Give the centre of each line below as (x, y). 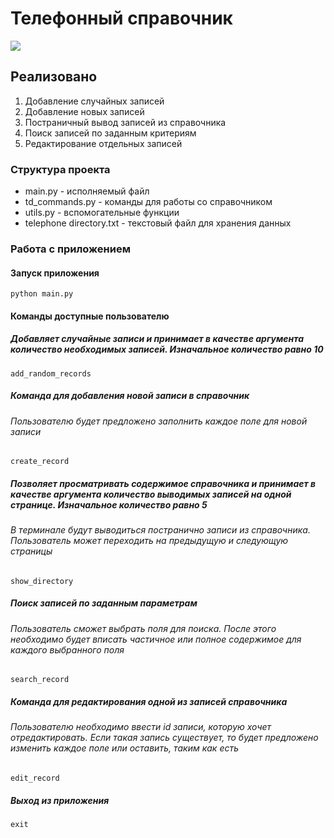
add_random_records (51, 373)
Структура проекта (60, 169)
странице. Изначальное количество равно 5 (109, 504)
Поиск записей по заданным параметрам (104, 603)
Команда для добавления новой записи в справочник (130, 396)
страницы (31, 551)
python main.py (42, 294)
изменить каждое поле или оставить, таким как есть (125, 748)
